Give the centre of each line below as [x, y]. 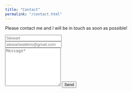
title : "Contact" [23, 9]
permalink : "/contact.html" [34, 14]
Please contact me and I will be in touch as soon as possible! [66, 28]
